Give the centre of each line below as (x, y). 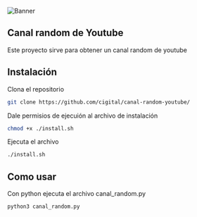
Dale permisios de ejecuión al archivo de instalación (83, 116)
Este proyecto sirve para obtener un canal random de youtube (97, 50)
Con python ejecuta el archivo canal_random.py (77, 194)
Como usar (32, 176)
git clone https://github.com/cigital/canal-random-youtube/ (99, 102)
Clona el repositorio (36, 89)
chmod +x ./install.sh (40, 128)
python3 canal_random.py (44, 207)
